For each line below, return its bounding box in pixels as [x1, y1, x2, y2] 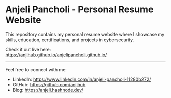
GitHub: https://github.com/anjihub [12, 81, 86, 87]
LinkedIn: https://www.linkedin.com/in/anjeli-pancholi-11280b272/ [12, 76, 151, 82]
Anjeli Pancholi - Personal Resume [5, 4, 154, 15]
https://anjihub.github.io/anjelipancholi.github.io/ [5, 52, 107, 58]
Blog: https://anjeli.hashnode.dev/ [12, 87, 84, 93]
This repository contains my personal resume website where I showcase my [5, 31, 165, 37]
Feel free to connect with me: [5, 66, 67, 72]
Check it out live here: [5, 46, 51, 52]
